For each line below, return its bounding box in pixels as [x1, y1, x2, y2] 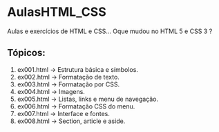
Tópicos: [7, 47, 46, 59]
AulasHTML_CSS [7, 4, 106, 20]
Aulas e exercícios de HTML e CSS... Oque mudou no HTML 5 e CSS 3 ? [7, 27, 213, 35]
